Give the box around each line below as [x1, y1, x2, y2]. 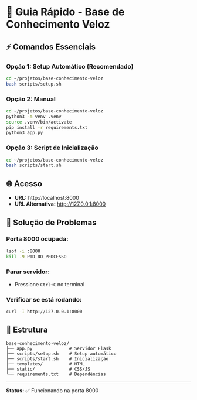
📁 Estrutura [6, 325, 48, 335]
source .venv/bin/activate [6, 119, 72, 125]
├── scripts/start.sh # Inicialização [6, 355, 109, 362]
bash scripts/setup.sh [6, 81, 62, 87]
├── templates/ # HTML [6, 361, 85, 367]
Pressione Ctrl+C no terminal [14, 281, 85, 288]
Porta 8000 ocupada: [6, 235, 69, 243]
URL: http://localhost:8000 [14, 194, 79, 201]
